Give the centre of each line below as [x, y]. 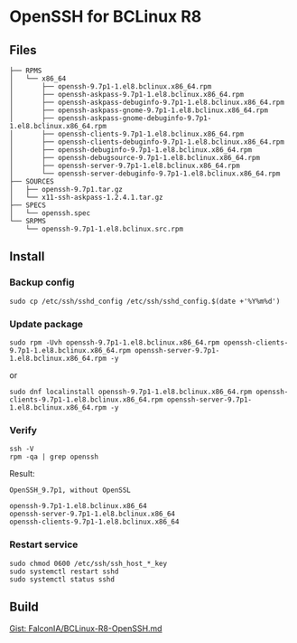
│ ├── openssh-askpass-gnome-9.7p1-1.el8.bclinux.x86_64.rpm [139, 110]
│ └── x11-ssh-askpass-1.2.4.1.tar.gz [87, 197]
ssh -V [22, 449]
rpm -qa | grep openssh [54, 457]
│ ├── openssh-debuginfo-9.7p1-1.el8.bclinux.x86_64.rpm [131, 150]
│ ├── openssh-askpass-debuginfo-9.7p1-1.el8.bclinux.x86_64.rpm [147, 102]
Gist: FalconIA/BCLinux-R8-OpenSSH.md [86, 629]
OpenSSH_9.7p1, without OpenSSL [70, 490]
